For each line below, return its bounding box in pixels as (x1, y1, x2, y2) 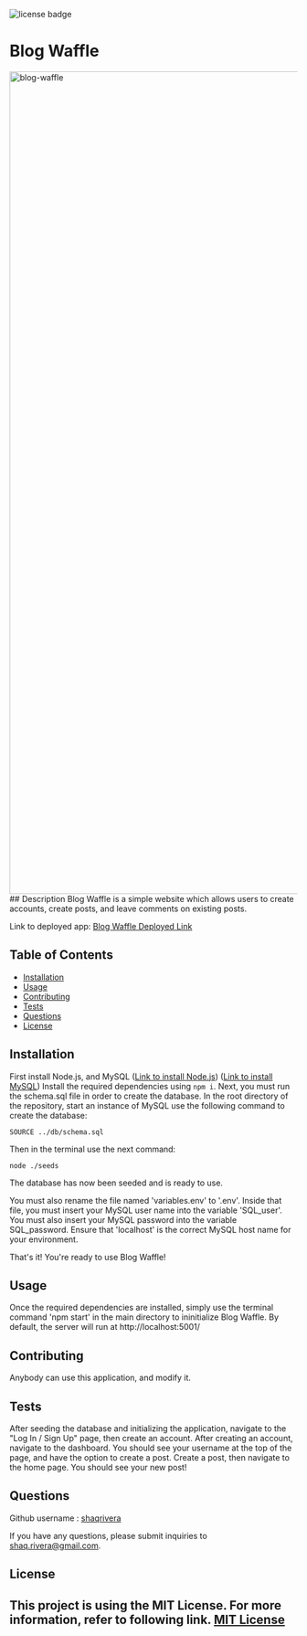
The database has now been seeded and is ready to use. (9, 1177, 224, 1188)
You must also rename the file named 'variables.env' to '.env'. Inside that (9, 1195, 282, 1206)
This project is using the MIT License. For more (9, 1598, 281, 1613)
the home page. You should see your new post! (9, 1462, 187, 1472)
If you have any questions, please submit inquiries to (9, 1530, 207, 1541)
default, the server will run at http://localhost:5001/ (9, 1322, 201, 1333)
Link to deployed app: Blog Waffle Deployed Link (9, 920, 193, 931)
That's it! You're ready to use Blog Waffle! (9, 1251, 166, 1262)
